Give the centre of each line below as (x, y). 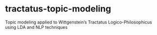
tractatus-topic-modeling (58, 9)
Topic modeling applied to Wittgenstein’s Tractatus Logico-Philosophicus (79, 22)
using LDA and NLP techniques (36, 27)
